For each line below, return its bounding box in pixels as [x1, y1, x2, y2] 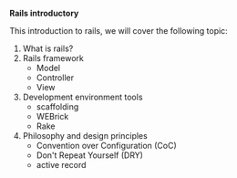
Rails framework [22, 53, 84, 63]
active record [36, 160, 87, 170]
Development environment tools [22, 91, 143, 102]
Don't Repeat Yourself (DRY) [36, 150, 144, 161]
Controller [36, 72, 75, 83]
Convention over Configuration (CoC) [36, 141, 178, 151]
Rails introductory [9, 8, 79, 18]
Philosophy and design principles [22, 131, 148, 141]
